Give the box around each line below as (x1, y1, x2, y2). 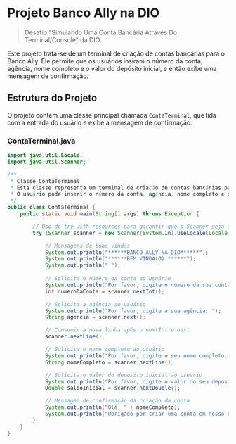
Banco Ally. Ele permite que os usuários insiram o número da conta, (7, 56, 203, 65)
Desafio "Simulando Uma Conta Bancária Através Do (24, 28, 178, 37)
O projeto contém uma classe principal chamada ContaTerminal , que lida (7, 110, 216, 119)
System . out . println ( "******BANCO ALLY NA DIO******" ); (44, 248, 209, 256)
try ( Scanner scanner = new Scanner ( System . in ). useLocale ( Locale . (32, 229, 231, 236)
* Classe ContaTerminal (10, 177, 80, 184)
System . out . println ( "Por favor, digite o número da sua (44, 281, 212, 288)
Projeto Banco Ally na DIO (7, 5, 160, 21)
